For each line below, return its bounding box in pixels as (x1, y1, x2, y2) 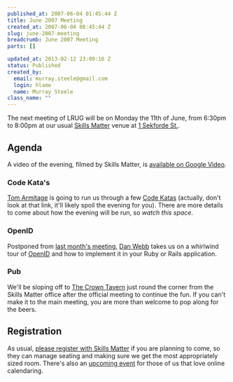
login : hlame (13, 81, 52, 88)
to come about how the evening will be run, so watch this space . (7, 208, 194, 217)
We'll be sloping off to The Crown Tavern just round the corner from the (7, 282, 214, 291)
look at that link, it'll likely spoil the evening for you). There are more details (7, 201, 224, 210)
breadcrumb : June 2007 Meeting (7, 36, 99, 43)
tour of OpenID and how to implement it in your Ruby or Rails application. (7, 250, 217, 258)
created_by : (7, 68, 42, 76)
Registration (7, 325, 62, 337)
